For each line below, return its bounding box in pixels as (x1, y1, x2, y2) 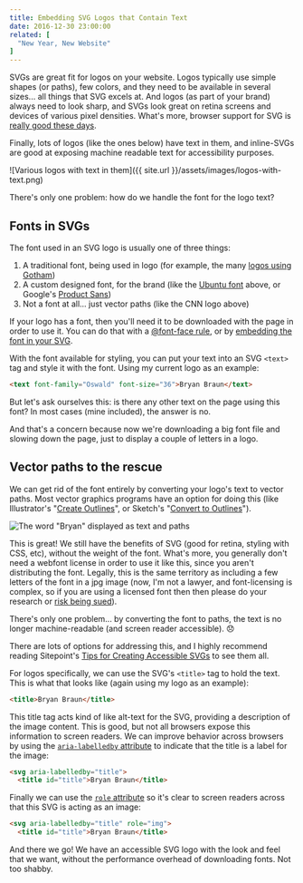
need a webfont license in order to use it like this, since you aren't (9, 557, 255, 568)
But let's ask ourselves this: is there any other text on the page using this (9, 396, 280, 407)
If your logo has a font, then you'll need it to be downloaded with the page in (9, 315, 294, 326)
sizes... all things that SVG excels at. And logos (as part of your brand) (9, 92, 271, 102)
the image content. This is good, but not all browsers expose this (9, 721, 251, 732)
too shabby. (9, 863, 53, 874)
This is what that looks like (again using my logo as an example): (9, 677, 249, 688)
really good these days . (9, 120, 97, 131)
